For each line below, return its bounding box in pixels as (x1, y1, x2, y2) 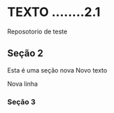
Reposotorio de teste (7, 27, 68, 36)
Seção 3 (7, 97, 36, 107)
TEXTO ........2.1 (7, 4, 101, 20)
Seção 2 (7, 47, 44, 59)
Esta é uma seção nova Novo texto (7, 66, 108, 74)
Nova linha (7, 80, 38, 88)
